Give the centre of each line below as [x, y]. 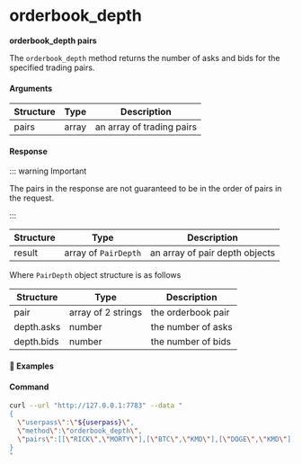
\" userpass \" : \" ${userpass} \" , [76, 422]
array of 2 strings [105, 313]
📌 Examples [31, 366]
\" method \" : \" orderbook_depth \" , [80, 431]
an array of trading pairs [146, 127]
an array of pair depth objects [213, 253]
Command [29, 387]
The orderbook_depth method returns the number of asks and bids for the [145, 58]
